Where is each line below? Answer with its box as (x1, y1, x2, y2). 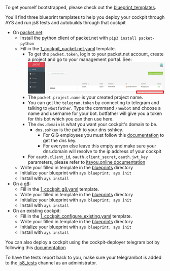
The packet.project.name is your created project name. (27, 94, 143, 100)
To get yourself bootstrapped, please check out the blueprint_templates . (5, 5, 156, 10)
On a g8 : (12, 180, 31, 187)
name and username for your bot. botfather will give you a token (27, 110, 162, 116)
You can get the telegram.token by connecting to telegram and (27, 99, 159, 106)
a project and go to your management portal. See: (27, 56, 132, 63)
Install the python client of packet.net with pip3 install (20, 35, 137, 41)
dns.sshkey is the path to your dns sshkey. (35, 127, 123, 133)
